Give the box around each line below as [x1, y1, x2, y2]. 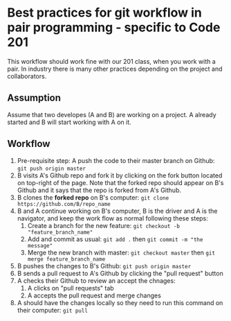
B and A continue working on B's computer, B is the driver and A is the [17, 207, 218, 215]
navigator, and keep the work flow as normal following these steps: [17, 214, 209, 223]
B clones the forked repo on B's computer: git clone [17, 193, 169, 202]
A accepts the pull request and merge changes [27, 291, 161, 300]
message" [27, 242, 53, 249]
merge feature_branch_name [27, 255, 106, 263]
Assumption [7, 92, 61, 104]
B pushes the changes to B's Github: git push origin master [17, 261, 192, 270]
